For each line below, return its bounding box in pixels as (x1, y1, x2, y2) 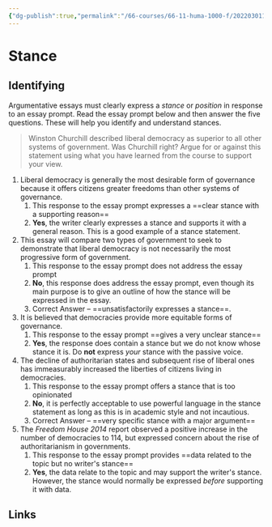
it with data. (32, 484, 72, 494)
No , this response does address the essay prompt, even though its (32, 278, 255, 287)
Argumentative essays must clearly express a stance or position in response (8, 100, 263, 110)
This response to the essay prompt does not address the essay (32, 261, 243, 270)
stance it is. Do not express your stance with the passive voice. (32, 346, 244, 356)
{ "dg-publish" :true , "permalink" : (8, 11, 121, 20)
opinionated (32, 389, 73, 399)
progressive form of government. (19, 252, 131, 261)
